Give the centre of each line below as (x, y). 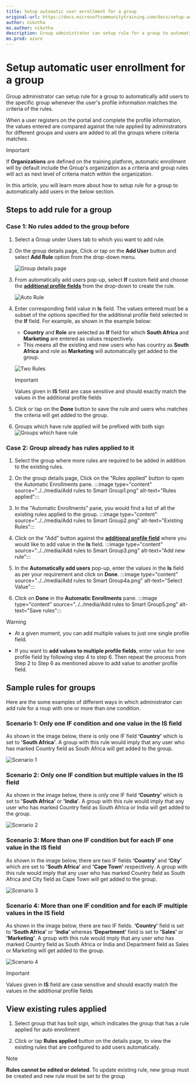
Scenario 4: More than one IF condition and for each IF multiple (97, 905)
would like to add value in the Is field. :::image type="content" (89, 544)
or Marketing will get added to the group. (55, 950)
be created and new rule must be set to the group (66, 1076)
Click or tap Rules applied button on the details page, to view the (92, 1040)
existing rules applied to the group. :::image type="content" (86, 514)
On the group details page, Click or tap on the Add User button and (95, 251)
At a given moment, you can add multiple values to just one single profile (102, 633)
